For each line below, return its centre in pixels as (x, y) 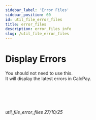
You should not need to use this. (39, 73)
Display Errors (36, 59)
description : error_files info (38, 29)
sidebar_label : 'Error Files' (37, 10)
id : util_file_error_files (34, 19)
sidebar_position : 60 (28, 15)
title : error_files (26, 24)
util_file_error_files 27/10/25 (34, 112)
